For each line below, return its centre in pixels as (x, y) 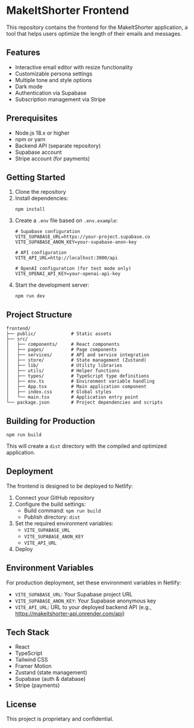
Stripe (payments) (37, 685)
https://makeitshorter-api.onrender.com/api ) (70, 613)
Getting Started (36, 177)
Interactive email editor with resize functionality (74, 67)
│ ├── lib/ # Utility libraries (64, 366)
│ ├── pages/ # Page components (62, 350)
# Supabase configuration (47, 232)
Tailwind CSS (31, 660)
